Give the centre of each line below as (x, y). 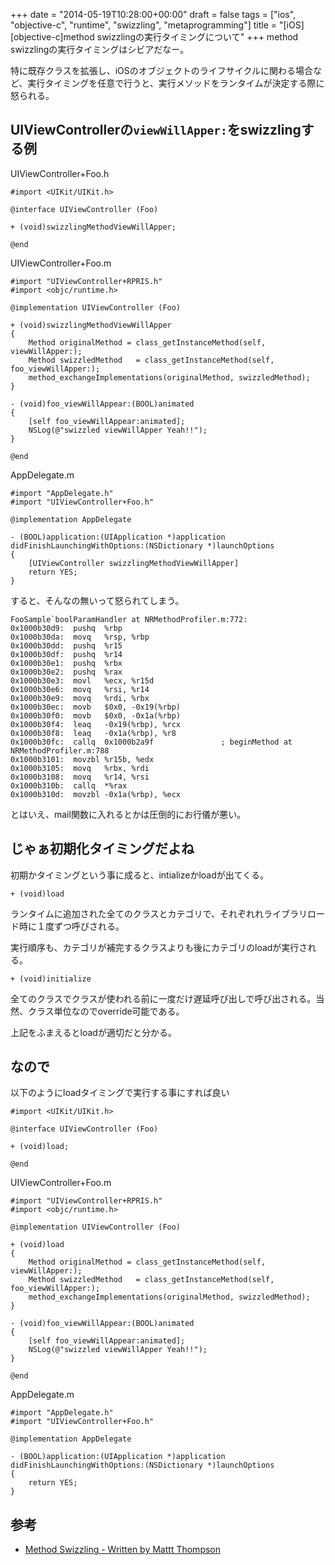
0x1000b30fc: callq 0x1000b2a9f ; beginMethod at (151, 742)
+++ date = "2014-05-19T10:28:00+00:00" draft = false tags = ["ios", (153, 14)
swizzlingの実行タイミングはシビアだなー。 (100, 49)
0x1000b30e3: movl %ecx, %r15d (82, 680)
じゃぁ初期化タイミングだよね (102, 849)
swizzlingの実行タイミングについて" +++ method (197, 37)
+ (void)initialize (51, 979)
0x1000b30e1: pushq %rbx (66, 663)
